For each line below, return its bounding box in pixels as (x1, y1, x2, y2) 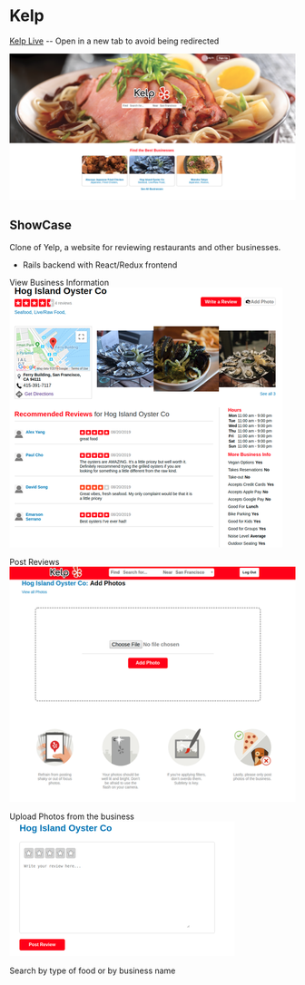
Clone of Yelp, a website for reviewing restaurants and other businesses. (9, 241, 281, 252)
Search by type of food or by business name (9, 965, 176, 976)
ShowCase (9, 218, 73, 233)
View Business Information (9, 277, 110, 288)
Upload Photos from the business (9, 811, 134, 822)
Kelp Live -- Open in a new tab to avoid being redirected (9, 35, 220, 46)
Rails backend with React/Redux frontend (22, 259, 178, 270)
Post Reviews (9, 556, 60, 567)
